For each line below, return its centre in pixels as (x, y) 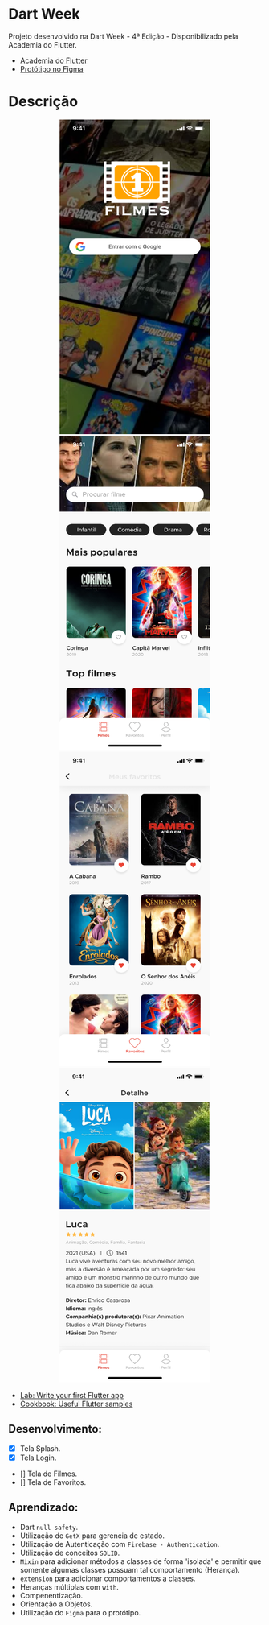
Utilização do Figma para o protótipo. (80, 1612)
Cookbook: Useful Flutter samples (76, 1404)
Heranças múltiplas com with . (69, 1586)
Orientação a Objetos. (56, 1604)
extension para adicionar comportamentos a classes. (108, 1578)
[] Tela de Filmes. (49, 1474)
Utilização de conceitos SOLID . (70, 1553)
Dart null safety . (49, 1527)
